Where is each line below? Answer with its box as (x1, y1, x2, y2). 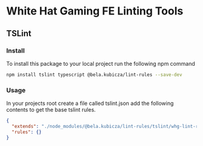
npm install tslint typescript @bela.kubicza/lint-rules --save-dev (6, 71, 182, 78)
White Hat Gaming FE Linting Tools (6, 4, 184, 18)
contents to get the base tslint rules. (6, 106, 96, 113)
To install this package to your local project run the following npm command (6, 60, 195, 67)
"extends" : (11, 123, 39, 129)
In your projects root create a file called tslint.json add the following (6, 100, 174, 107)
